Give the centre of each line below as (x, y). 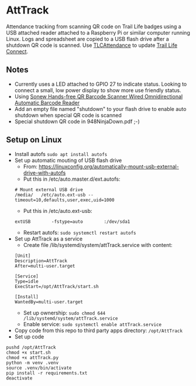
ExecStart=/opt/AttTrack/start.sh (56, 286)
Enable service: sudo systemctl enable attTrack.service (92, 324)
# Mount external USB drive (49, 189)
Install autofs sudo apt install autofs (61, 154)
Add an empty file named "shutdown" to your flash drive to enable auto (100, 109)
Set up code (29, 336)
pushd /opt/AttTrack (31, 347)
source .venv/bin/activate (39, 368)
